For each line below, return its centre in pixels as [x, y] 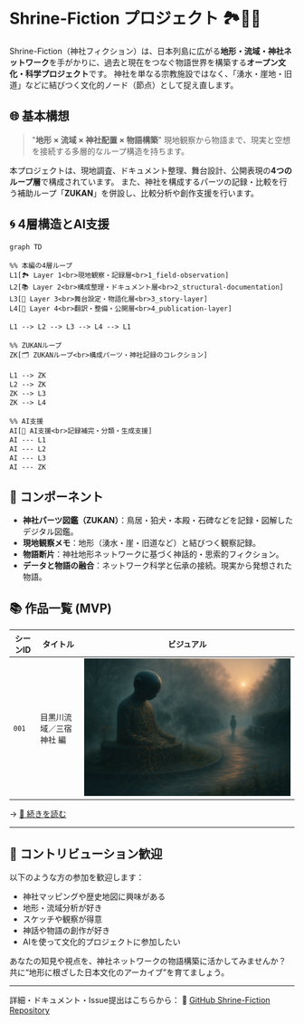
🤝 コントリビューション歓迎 [86, 853]
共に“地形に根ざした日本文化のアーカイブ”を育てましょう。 [119, 972]
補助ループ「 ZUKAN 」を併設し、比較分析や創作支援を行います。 [138, 193]
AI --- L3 [28, 458]
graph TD [26, 247]
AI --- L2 [28, 449]
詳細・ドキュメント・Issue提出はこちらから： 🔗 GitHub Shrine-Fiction [140, 1000]
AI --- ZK [28, 467]
